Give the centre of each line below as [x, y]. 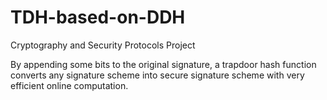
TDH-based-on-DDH [98, 17]
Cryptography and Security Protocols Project [103, 45]
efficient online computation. [69, 85]
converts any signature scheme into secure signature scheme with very [157, 75]
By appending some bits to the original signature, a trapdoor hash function [163, 64]
